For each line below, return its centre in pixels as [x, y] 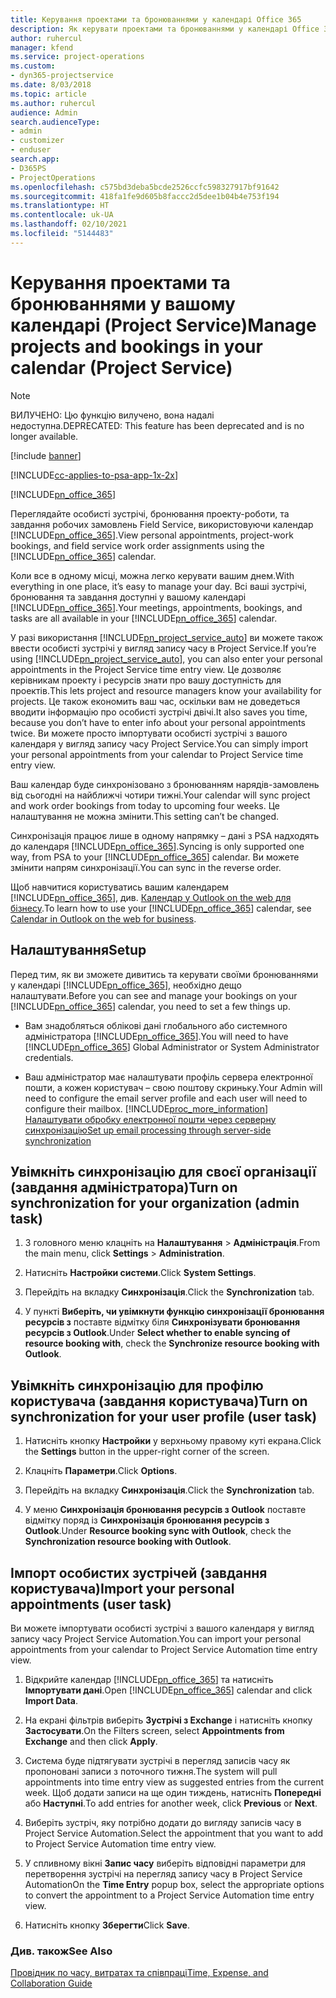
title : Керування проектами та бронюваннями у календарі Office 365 [156, 19]
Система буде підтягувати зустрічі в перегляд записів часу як [157, 1760]
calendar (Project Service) [121, 367]
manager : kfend [42, 47]
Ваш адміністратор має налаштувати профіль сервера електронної [168, 1077]
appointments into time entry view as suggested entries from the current [174, 1782]
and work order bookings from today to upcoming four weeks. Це [145, 805]
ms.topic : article [48, 94]
